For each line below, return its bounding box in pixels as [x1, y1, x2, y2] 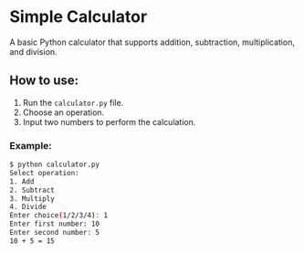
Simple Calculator [9, 6, 148, 27]
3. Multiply [9, 194, 55, 203]
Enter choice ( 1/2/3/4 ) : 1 [9, 211, 108, 220]
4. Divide [9, 203, 47, 212]
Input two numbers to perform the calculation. [22, 116, 196, 127]
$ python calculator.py [9, 160, 100, 170]
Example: [9, 139, 52, 152]
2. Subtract [9, 185, 55, 195]
